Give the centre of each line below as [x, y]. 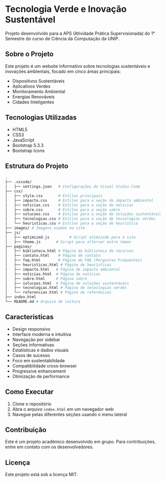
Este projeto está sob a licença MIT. [41, 475]
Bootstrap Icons [28, 150]
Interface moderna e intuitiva [42, 334]
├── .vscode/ [19, 182]
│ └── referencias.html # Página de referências [58, 292]
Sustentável [30, 20]
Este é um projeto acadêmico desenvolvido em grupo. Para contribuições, [81, 442]
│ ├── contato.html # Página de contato [53, 256]
